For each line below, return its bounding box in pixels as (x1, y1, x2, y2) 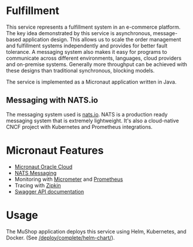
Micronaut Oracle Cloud (14, 163, 73, 170)
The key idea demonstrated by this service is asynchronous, (6, 29, 152, 36)
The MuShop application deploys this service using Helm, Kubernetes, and (6, 228, 187, 235)
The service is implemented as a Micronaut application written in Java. (6, 78, 177, 85)
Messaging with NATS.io (6, 95, 99, 105)
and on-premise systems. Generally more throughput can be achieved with (6, 60, 188, 68)
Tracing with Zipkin (14, 181, 62, 188)
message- (153, 29, 178, 36)
